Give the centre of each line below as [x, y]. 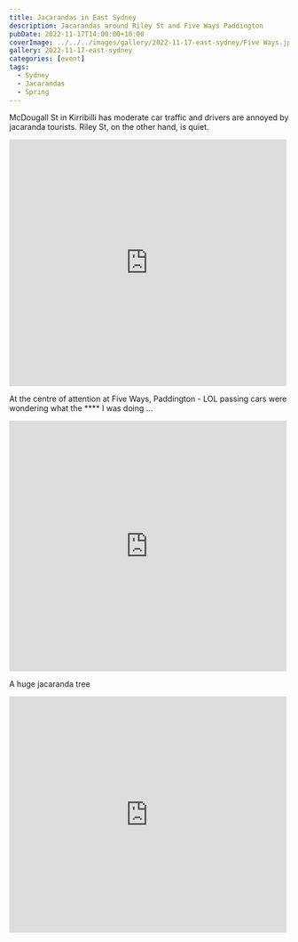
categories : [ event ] [47, 59]
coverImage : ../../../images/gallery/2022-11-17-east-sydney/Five [134, 42]
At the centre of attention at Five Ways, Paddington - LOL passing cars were [148, 399]
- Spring [33, 92]
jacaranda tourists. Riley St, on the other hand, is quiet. [110, 126]
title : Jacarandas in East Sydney [73, 17]
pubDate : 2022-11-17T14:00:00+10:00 [77, 34]
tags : [19, 68]
